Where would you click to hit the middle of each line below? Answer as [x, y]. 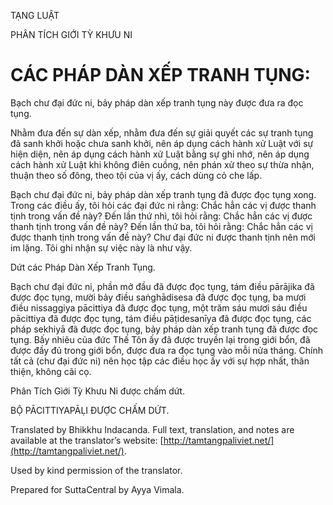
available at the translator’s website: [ [87, 440]
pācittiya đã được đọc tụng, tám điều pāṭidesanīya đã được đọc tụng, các [161, 318]
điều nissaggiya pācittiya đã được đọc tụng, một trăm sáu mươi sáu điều [159, 307]
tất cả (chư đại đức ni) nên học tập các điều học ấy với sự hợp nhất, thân [160, 361]
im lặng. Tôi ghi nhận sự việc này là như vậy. [101, 247]
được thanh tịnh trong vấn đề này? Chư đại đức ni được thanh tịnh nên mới [163, 237]
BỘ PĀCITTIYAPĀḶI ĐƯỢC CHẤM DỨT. [90, 410]
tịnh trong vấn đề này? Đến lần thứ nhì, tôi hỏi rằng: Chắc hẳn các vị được [161, 216]
